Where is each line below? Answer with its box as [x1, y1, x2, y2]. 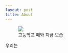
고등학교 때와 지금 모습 [18, 31, 63, 38]
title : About [5, 12, 33, 17]
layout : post [5, 7, 33, 13]
